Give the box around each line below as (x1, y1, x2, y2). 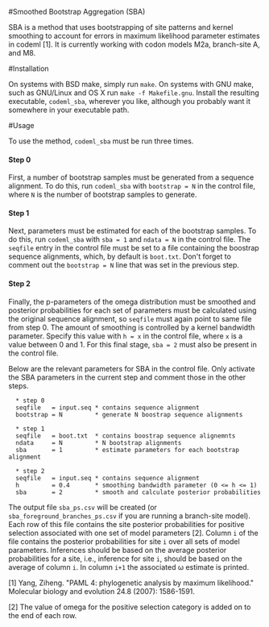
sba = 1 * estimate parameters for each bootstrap (15, 446, 240, 454)
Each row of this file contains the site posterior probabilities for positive (8, 519, 245, 529)
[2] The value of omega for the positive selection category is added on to (8, 602, 251, 612)
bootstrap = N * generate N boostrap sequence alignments (15, 410, 243, 418)
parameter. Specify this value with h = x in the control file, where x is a (8, 330, 243, 341)
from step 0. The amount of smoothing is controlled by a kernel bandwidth (8, 322, 255, 332)
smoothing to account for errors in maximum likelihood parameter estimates (8, 31, 260, 40)
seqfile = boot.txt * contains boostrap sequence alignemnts (15, 431, 236, 440)
